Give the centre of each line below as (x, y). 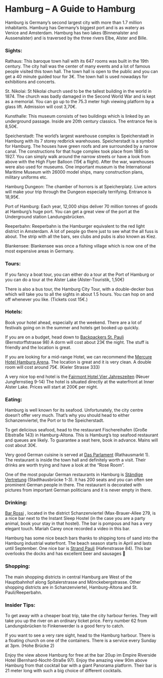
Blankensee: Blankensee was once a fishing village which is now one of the (81, 246)
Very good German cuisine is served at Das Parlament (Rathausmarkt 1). (77, 455)
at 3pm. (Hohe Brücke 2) (30, 646)
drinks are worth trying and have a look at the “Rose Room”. (65, 465)
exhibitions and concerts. (30, 82)
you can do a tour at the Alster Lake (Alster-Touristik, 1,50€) (65, 279)
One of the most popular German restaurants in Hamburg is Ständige (74, 475)
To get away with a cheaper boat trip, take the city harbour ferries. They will (81, 616)
